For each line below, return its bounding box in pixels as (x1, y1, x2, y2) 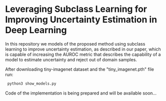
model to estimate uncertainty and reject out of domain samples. (5, 56, 137, 62)
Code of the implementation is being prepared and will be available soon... (5, 90, 157, 96)
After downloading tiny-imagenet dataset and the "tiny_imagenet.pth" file (5, 66, 155, 72)
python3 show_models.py (7, 81, 56, 86)
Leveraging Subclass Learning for (5, 3, 147, 15)
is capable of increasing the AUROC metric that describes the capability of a (5, 51, 161, 57)
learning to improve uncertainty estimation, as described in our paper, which (5, 46, 161, 52)
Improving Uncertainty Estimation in (5, 14, 158, 25)
